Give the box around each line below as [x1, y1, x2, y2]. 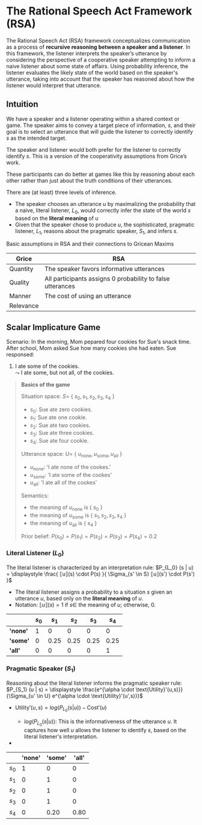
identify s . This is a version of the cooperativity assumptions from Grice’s [6, 152, 188, 160]
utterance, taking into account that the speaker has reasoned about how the [6, 75, 195, 82]
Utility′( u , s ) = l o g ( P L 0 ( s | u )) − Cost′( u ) [14, 703, 107, 713]
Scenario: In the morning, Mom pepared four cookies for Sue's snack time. [6, 338, 191, 346]
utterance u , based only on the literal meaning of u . [14, 594, 144, 602]
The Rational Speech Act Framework [6, 4, 192, 18]
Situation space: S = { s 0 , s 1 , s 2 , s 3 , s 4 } [20, 393, 115, 401]
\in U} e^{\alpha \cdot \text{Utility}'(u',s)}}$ [36, 692, 143, 699]
